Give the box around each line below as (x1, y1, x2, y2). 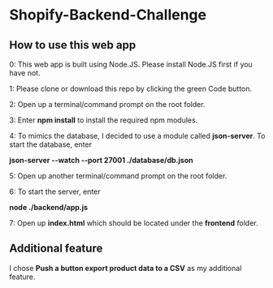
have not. (9, 68, 41, 78)
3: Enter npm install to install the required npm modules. (9, 115, 198, 125)
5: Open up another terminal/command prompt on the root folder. (9, 171, 227, 180)
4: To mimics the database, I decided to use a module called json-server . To (9, 131, 266, 140)
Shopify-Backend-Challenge (9, 6, 206, 24)
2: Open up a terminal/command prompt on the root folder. (9, 100, 206, 109)
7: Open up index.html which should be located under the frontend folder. (9, 218, 258, 228)
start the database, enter (9, 140, 93, 149)
